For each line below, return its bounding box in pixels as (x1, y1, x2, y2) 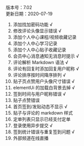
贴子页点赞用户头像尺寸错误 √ (13, 78, 75, 84)
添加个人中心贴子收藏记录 (13, 47, 66, 53)
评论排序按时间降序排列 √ (13, 72, 66, 78)
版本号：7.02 (6, 5, 32, 10)
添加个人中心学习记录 (13, 40, 57, 46)
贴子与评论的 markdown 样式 (13, 110, 73, 116)
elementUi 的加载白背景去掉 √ (13, 85, 75, 90)
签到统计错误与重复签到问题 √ (13, 129, 75, 135)
